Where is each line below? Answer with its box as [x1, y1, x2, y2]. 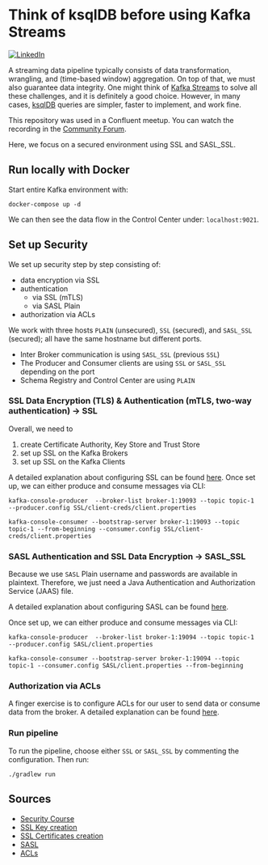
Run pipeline [8, 727, 59, 739]
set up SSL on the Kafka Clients [19, 456, 126, 466]
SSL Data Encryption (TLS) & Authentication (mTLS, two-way [8, 395, 252, 406]
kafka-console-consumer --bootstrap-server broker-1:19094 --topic [8, 655, 241, 663]
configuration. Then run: [8, 754, 90, 764]
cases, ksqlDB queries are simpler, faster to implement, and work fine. [8, 100, 242, 109]
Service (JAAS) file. [8, 587, 74, 596]
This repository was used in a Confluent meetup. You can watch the [8, 115, 234, 125]
